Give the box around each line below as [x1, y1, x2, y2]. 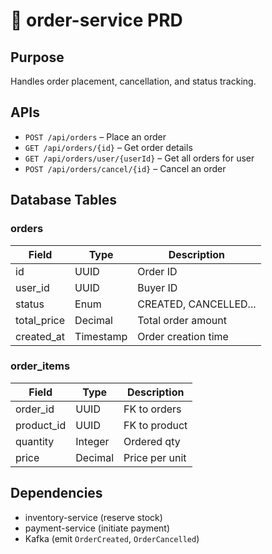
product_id [15, 418, 67, 432]
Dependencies [10, 485, 103, 502]
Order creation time [137, 329, 229, 343]
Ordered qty [123, 434, 181, 448]
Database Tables [10, 192, 118, 209]
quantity [15, 434, 55, 448]
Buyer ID [137, 280, 178, 294]
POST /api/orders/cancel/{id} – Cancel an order [24, 162, 227, 174]
